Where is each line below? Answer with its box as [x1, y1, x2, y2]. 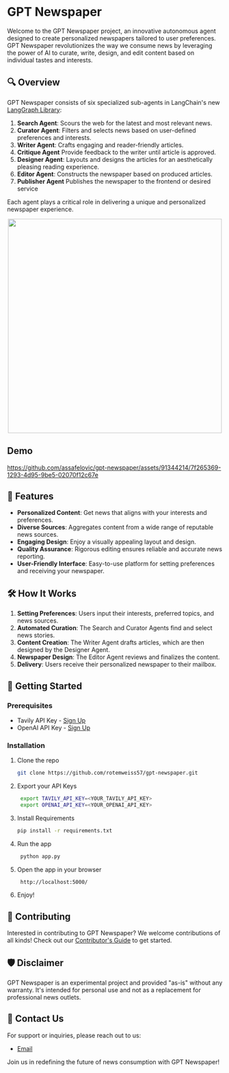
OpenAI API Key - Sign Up [16, 723, 91, 732]
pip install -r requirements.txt [16, 827, 113, 834]
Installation [7, 740, 46, 750]
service [16, 184, 39, 193]
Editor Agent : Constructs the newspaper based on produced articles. [16, 169, 213, 178]
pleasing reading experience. [16, 162, 100, 171]
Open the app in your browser [16, 865, 102, 873]
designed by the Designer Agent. [16, 646, 111, 654]
